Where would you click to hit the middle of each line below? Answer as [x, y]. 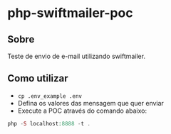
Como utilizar [38, 78]
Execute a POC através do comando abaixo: [82, 111]
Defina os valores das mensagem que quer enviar [90, 103]
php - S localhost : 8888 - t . [49, 123]
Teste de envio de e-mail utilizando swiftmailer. [77, 56]
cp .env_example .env [50, 96]
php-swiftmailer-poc [70, 13]
